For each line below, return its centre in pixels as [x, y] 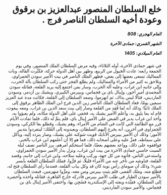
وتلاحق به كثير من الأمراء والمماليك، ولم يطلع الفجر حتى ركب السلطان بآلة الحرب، [86, 82]
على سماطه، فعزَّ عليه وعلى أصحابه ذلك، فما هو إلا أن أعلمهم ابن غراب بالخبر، [90, 140]
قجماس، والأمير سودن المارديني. [131, 187]
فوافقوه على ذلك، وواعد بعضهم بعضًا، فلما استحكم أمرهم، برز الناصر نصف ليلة [89, 145]
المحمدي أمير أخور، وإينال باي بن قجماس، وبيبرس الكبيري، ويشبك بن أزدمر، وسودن [85, 92]
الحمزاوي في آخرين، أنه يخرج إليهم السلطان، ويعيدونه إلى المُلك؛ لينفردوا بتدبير [89, 129]
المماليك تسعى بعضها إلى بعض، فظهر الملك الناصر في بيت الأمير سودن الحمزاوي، [86, 76]
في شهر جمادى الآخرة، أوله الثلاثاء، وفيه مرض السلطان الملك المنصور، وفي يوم [88, 66]
